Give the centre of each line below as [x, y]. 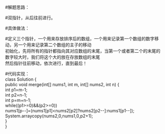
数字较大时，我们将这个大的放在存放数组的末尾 [52, 57]
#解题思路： [17, 7]
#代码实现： [17, 74]
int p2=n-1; [16, 95]
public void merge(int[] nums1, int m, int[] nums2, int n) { [62, 84]
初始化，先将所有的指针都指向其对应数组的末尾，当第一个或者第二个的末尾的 [83, 51]
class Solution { [21, 79]
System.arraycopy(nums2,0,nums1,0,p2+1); [49, 116]
